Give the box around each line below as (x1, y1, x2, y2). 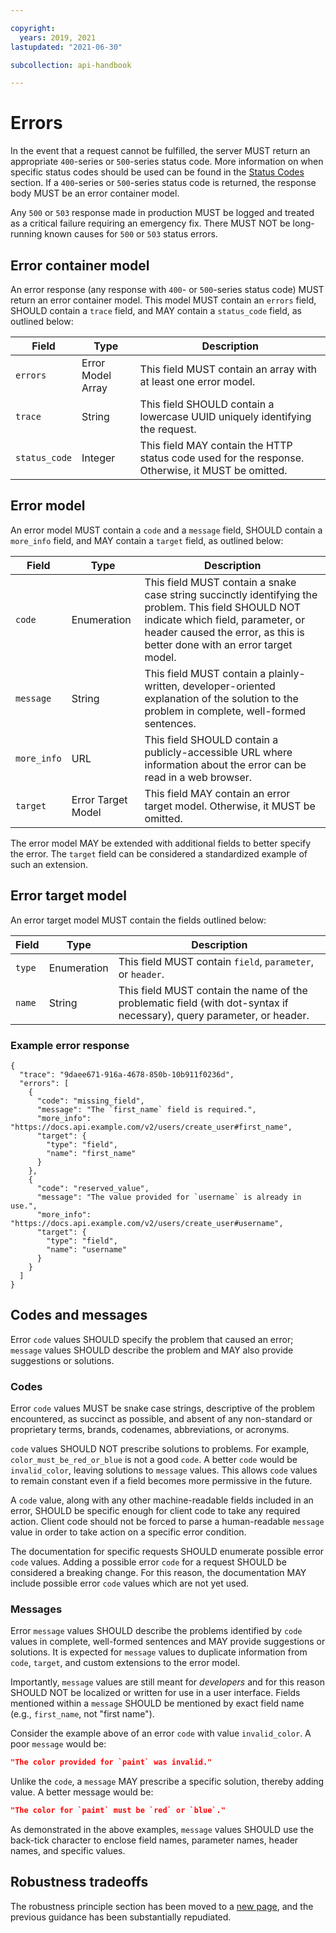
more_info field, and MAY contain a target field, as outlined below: (10, 534, 284, 546)
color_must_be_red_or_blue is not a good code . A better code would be (10, 1454, 298, 1466)
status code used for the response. (139, 451, 305, 465)
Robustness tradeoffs (10, 1874, 149, 1891)
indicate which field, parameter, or (144, 612, 306, 626)
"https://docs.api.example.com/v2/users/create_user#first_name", (10, 1122, 293, 1132)
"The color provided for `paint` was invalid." (10, 1757, 213, 1768)
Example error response (10, 1038, 130, 1052)
